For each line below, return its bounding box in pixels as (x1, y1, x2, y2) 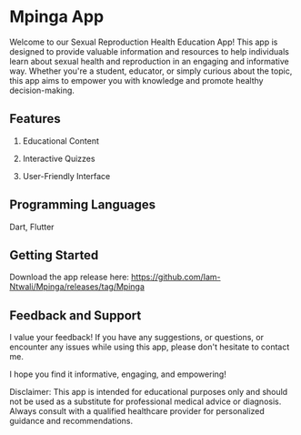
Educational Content (22, 135, 100, 147)
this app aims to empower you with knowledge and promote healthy (9, 75, 264, 86)
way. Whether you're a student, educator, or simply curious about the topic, (9, 66, 293, 76)
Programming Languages (9, 197, 156, 213)
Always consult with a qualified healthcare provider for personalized (9, 406, 266, 417)
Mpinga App (9, 6, 105, 27)
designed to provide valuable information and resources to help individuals (9, 46, 289, 56)
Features (9, 111, 61, 126)
